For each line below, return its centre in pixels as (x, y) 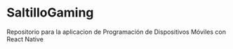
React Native (25, 39)
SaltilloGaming (50, 13)
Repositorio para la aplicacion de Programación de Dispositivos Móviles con (116, 32)
